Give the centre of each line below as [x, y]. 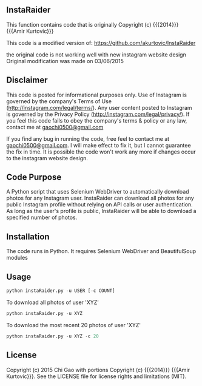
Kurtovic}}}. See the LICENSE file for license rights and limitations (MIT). [96, 376]
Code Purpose [34, 178]
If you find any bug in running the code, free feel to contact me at [88, 138]
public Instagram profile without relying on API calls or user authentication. [99, 205]
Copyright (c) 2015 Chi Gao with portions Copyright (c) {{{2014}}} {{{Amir [98, 370]
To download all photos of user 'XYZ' [52, 302]
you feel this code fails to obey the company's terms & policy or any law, [97, 120]
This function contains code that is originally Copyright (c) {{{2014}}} [93, 24]
